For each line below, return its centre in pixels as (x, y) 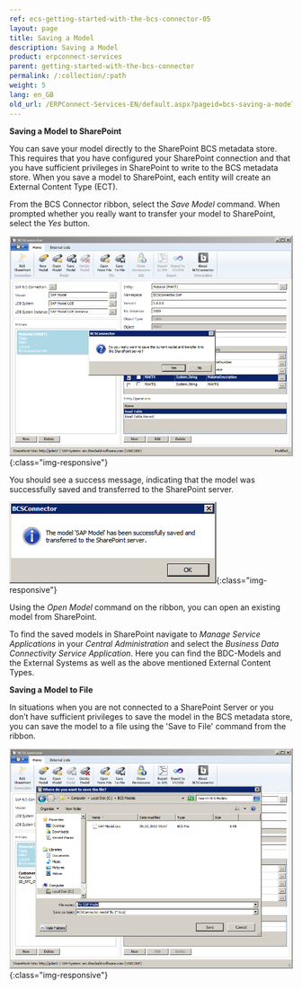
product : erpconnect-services (66, 57)
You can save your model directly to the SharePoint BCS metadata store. (143, 148)
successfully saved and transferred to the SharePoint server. (121, 489)
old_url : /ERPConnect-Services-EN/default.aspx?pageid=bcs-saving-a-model (152, 104)
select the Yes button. (49, 223)
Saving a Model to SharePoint (66, 131)
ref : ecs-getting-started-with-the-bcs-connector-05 (110, 19)
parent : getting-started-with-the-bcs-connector (102, 66)
